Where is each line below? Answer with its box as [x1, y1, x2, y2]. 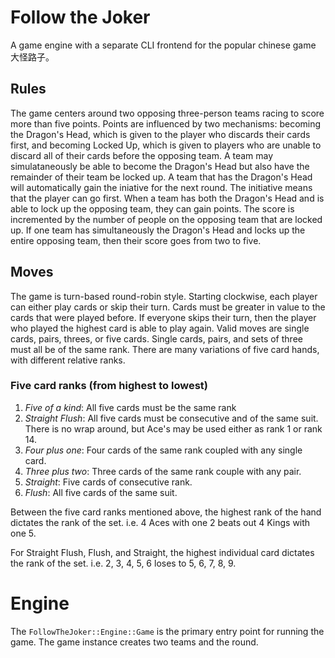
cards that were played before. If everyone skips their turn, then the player [10, 311, 317, 323]
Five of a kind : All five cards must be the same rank [24, 401, 237, 413]
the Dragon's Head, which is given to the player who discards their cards [10, 128, 311, 140]
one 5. [10, 527, 37, 539]
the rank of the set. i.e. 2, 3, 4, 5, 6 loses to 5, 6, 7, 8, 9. [10, 557, 237, 569]
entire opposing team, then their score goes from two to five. [10, 234, 262, 246]
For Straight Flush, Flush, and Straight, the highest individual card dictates [10, 546, 315, 558]
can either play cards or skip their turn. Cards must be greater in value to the [10, 301, 326, 313]
